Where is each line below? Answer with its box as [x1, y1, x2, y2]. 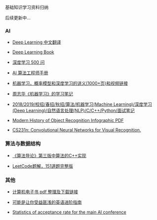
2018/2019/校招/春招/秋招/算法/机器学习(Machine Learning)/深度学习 [12, 101, 152, 107]
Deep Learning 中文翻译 [12, 39, 61, 45]
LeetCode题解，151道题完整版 [12, 163, 73, 169]
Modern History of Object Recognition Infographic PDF [12, 118, 124, 124]
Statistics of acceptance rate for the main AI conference [12, 209, 127, 215]
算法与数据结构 [5, 140, 41, 147]
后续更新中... [5, 15, 31, 21]
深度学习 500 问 [12, 59, 45, 65]
